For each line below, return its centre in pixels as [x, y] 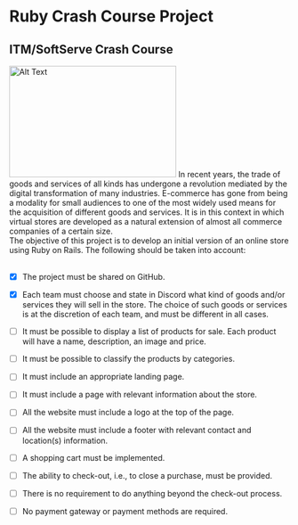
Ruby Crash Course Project [111, 16]
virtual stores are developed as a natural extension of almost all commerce [146, 221]
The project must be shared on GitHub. [93, 277]
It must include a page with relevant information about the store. [140, 395]
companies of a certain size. [61, 231]
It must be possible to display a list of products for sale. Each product [149, 332]
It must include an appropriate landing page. [103, 377]
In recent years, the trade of [229, 174]
